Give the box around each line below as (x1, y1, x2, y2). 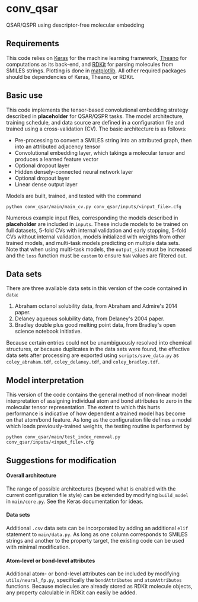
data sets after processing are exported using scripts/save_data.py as (6, 352, 180, 359)
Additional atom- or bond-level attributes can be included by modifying (6, 570, 180, 577)
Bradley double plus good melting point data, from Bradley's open (14, 321, 176, 329)
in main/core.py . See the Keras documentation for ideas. (6, 498, 144, 505)
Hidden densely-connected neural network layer (14, 168, 133, 175)
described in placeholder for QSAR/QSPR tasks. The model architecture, (6, 112, 184, 120)
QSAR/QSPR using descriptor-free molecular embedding (6, 21, 145, 28)
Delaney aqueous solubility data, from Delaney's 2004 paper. (14, 315, 165, 322)
